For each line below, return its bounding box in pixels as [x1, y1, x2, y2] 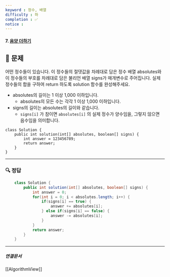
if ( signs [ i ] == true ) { [41, 199, 92, 204]
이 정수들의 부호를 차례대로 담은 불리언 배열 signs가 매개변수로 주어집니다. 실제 [5, 74, 161, 81]
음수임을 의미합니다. [20, 117, 60, 123]
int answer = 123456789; [23, 136, 76, 141]
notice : [5, 21, 24, 27]
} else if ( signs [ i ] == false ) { [41, 209, 110, 214]
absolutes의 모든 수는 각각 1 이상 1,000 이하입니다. [20, 98, 121, 104]
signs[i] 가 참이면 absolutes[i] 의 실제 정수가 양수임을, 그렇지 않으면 [20, 111, 160, 117]
